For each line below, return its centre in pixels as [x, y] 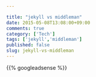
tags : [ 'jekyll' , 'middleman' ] [44, 40]
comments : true [25, 28]
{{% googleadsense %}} [37, 67]
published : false [28, 45]
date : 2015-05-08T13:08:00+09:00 [48, 23]
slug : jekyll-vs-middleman [40, 51]
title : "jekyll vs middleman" [44, 17]
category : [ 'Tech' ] [31, 34]
